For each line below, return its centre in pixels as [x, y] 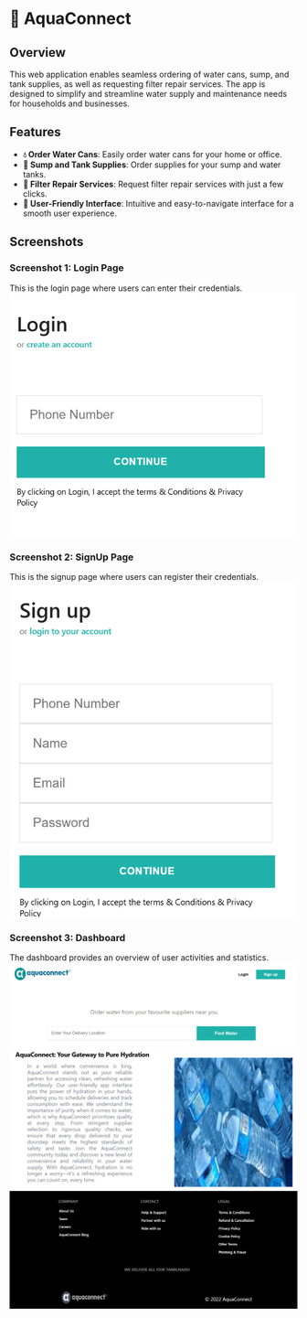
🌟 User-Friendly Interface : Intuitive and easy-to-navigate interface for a [158, 203]
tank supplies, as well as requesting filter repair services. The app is [138, 84]
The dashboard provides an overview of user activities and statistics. [139, 958]
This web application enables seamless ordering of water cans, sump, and [149, 74]
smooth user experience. [69, 213]
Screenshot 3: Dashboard [68, 938]
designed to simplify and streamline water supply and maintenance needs [148, 94]
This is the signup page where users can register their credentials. [134, 577]
